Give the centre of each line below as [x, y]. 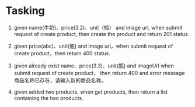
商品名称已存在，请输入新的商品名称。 [60, 80]
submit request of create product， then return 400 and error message [99, 73]
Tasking [25, 11]
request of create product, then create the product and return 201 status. [102, 34]
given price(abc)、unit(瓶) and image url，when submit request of [93, 46]
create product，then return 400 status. [62, 53]
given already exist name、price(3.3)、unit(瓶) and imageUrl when [94, 66]
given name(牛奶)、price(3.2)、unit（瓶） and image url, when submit [98, 27]
